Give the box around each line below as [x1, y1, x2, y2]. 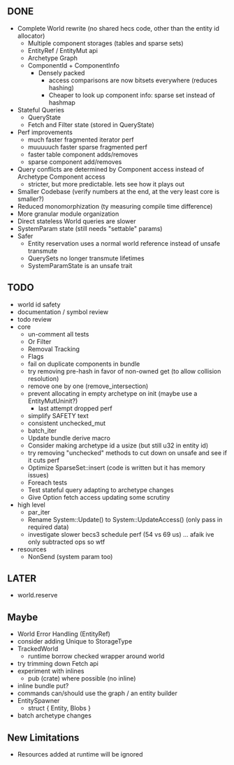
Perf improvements [17, 128, 73, 136]
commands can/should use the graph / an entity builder [17, 689, 178, 697]
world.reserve [17, 591, 58, 600]
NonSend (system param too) [27, 552, 113, 560]
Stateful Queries [17, 105, 65, 114]
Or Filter [27, 337, 52, 346]
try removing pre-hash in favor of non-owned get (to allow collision [27, 366, 221, 376]
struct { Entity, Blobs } [27, 704, 92, 713]
